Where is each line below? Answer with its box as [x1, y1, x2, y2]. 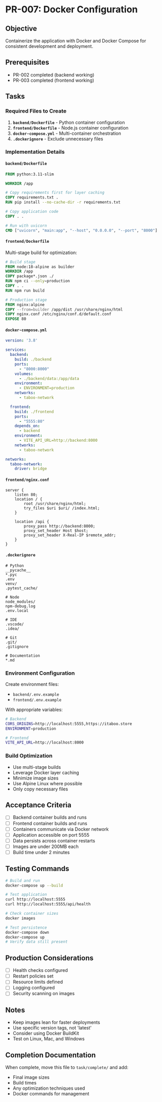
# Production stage [5, 297, 47, 302]
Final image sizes [12, 1074, 50, 1080]
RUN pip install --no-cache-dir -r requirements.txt [5, 200, 121, 205]
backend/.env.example [12, 692, 59, 697]
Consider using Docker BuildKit [12, 1030, 79, 1037]
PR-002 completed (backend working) [12, 71, 95, 78]
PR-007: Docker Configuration [5, 4, 138, 15]
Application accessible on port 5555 [12, 832, 89, 838]
